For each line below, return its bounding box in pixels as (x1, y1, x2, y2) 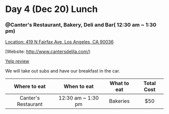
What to (110, 80, 129, 87)
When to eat (63, 83, 94, 90)
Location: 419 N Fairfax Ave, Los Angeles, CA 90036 (5, 39, 114, 45)
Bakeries (109, 97, 130, 104)
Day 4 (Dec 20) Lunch (5, 3, 98, 15)
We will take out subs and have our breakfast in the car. (5, 68, 120, 74)
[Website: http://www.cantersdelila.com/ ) (5, 48, 91, 54)
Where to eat (14, 83, 46, 90)
